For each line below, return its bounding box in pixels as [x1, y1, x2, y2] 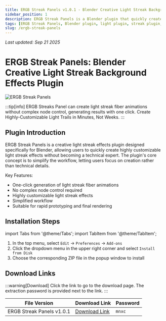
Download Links [5, 269, 56, 278]
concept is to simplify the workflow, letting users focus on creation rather [5, 157, 154, 163]
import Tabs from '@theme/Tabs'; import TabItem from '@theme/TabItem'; [5, 230, 157, 236]
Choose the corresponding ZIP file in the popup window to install [12, 255, 145, 261]
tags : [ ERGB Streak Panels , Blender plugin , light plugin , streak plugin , [5, 21, 163, 26]
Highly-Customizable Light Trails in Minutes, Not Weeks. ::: [5, 114, 125, 120]
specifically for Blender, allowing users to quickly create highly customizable [5, 147, 161, 153]
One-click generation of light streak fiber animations [12, 182, 119, 188]
